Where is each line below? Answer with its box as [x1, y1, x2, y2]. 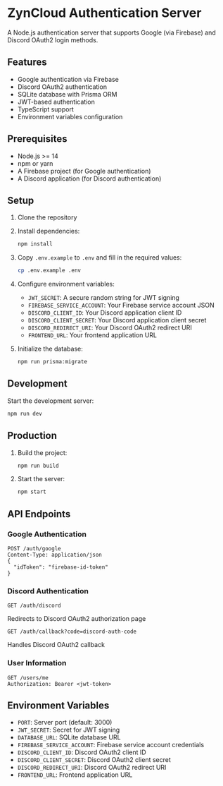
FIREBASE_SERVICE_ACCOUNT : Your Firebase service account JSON [27, 301, 215, 310]
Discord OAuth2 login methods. [7, 35, 98, 44]
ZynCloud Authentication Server [7, 5, 202, 21]
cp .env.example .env [17, 267, 81, 274]
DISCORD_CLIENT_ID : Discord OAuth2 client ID [17, 748, 146, 756]
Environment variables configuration [17, 112, 123, 121]
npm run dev [7, 410, 42, 417]
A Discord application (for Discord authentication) [17, 174, 162, 183]
